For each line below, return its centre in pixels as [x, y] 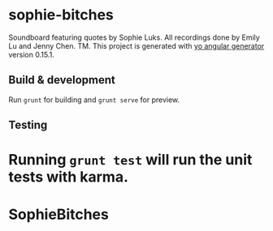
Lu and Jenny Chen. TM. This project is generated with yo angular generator [136, 45]
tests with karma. [68, 177]
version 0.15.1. [31, 54]
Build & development [62, 80]
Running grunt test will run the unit [130, 160]
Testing [28, 125]
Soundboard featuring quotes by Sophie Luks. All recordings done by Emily [134, 37]
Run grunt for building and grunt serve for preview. [94, 100]
